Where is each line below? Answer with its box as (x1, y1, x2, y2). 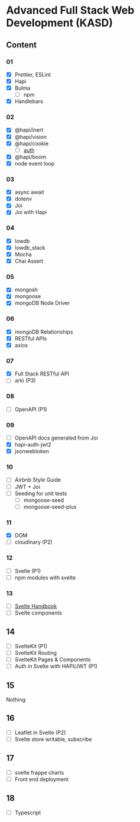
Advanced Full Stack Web (6, 4, 135, 17)
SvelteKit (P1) (14, 642, 48, 649)
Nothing (6, 696, 26, 703)
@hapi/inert (14, 126, 44, 133)
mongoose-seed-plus (23, 503, 77, 510)
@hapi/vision (14, 133, 47, 140)
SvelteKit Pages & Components (14, 656, 91, 663)
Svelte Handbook (14, 603, 57, 610)
